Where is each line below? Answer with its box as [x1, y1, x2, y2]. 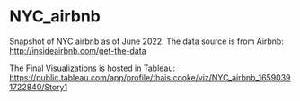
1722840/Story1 [9, 81, 68, 92]
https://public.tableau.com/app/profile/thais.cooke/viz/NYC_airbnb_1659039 [9, 72, 291, 82]
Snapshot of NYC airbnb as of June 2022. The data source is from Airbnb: [9, 36, 285, 46]
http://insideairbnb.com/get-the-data [9, 45, 146, 55]
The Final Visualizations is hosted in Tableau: [9, 63, 176, 73]
